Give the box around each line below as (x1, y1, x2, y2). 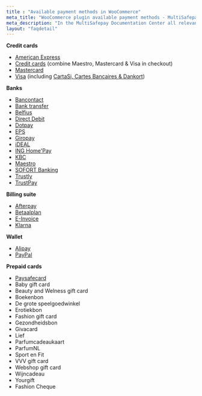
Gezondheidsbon (14, 319, 58, 326)
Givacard (14, 326, 38, 333)
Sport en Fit (14, 351, 44, 358)
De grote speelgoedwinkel (14, 300, 80, 307)
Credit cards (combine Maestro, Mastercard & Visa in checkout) (14, 60, 173, 67)
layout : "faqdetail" (6, 25, 58, 32)
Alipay (14, 245, 31, 252)
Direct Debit (14, 115, 45, 123)
